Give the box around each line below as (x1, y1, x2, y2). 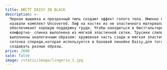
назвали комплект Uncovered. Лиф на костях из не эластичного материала (9, 21, 164, 26)
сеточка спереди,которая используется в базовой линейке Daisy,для (9, 39, 153, 44)
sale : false (5, 53, 30, 58)
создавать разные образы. (9, 44, 64, 49)
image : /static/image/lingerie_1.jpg (5, 58, 83, 63)
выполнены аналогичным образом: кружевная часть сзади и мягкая (9, 35, 146, 40)
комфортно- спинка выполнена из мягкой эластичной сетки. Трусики (9, 30, 150, 35)
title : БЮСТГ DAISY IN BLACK (5, 7, 66, 12)
